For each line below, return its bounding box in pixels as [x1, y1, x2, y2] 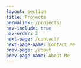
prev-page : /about [6, 47, 51, 53]
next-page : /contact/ [6, 36, 60, 42]
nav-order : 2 [6, 31, 38, 37]
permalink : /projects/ [6, 20, 62, 25]
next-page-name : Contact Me [6, 42, 76, 48]
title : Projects [6, 14, 46, 20]
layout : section [6, 8, 46, 15]
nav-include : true [6, 25, 51, 31]
